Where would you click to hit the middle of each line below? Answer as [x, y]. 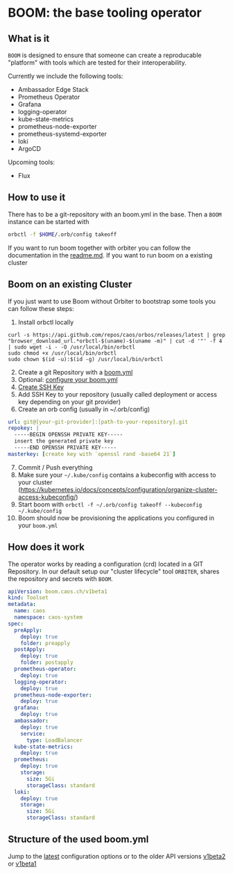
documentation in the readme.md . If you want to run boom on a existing [110, 255]
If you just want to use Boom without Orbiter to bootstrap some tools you [112, 301]
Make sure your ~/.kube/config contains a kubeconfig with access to [117, 475]
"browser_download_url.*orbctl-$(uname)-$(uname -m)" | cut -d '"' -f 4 [115, 341]
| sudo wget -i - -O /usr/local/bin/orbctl [72, 347]
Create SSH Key [41, 387]
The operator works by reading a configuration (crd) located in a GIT [106, 564]
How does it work [46, 547]
